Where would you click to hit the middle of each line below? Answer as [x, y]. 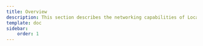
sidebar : [17, 28]
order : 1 [28, 34]
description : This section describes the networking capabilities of [96, 17]
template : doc [24, 23]
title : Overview [27, 12]
